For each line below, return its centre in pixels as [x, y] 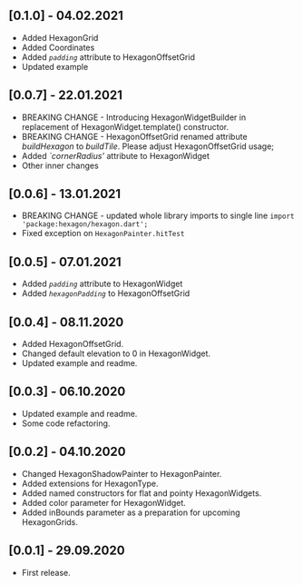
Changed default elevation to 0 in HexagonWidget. [116, 353]
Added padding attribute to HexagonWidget [102, 284]
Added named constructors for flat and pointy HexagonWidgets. [142, 493]
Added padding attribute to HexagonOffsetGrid [108, 57]
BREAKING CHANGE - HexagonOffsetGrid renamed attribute [134, 136]
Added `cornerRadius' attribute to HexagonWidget [116, 155]
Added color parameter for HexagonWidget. [104, 502]
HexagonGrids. [50, 521]
